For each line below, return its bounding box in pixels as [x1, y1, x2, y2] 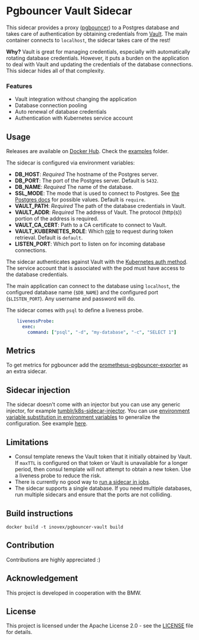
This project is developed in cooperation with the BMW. [6, 589, 141, 596]
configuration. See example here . [6, 420, 88, 427]
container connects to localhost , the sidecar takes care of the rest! [6, 36, 171, 44]
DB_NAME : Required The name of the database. [14, 184, 134, 191]
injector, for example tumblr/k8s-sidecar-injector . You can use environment [6, 407, 190, 415]
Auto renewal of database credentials [14, 108, 107, 116]
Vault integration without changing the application [14, 95, 137, 102]
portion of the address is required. [14, 215, 99, 222]
